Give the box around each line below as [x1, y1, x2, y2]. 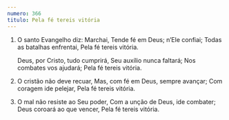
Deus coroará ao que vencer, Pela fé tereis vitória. [17, 105, 160, 113]
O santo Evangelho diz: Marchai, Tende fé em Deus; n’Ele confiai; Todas [17, 35, 222, 43]
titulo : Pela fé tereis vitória [7, 17, 100, 23]
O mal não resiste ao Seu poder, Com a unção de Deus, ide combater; [17, 97, 216, 106]
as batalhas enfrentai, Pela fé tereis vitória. [17, 43, 139, 51]
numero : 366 [7, 10, 41, 17]
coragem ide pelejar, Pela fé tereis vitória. [17, 84, 136, 92]
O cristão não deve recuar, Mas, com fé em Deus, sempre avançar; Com [17, 77, 223, 85]
